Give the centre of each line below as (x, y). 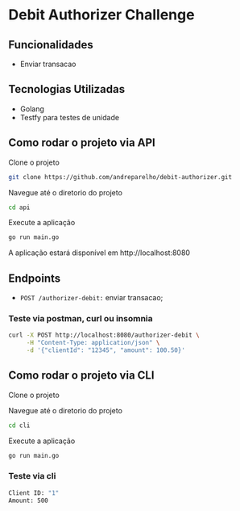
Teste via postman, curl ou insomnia (81, 318)
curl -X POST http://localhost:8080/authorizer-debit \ (104, 335)
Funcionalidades (51, 45)
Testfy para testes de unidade (69, 117)
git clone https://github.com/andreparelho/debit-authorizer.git (120, 177)
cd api (19, 207)
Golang (32, 109)
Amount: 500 (28, 501)
